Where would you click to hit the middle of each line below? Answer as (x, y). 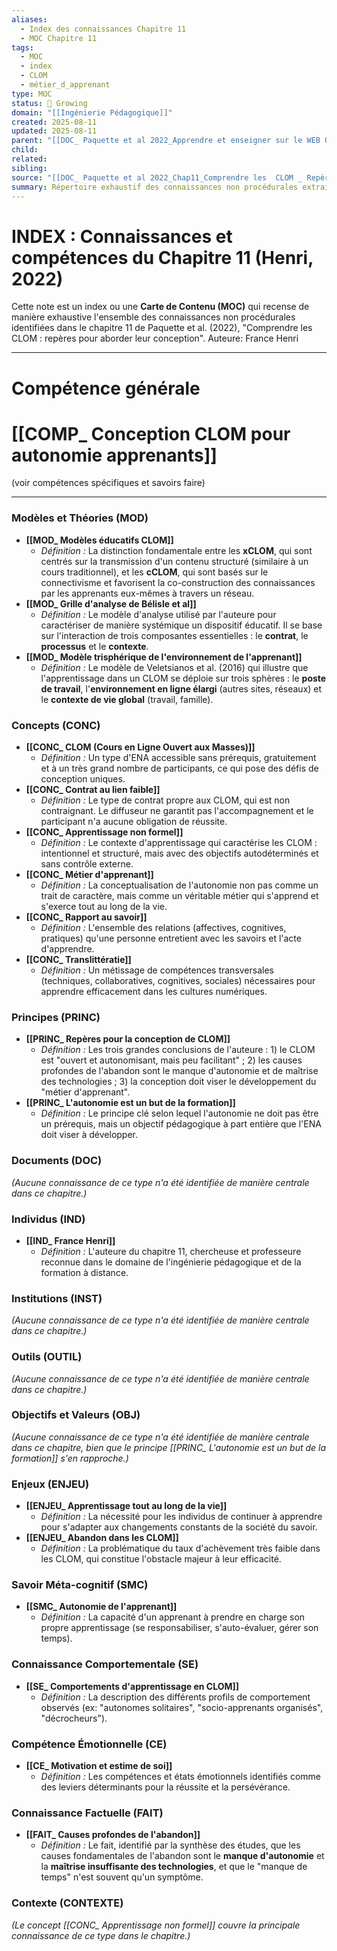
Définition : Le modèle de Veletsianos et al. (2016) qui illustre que (174, 667)
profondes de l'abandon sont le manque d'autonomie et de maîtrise (179, 1071)
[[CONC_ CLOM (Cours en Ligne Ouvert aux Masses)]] (140, 747)
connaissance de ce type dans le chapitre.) (101, 1935)
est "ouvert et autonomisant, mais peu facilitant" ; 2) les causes (171, 1060)
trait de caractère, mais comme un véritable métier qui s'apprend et (179, 896)
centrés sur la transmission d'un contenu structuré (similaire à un (174, 561)
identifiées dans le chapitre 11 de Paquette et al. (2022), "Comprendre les (162, 328)
